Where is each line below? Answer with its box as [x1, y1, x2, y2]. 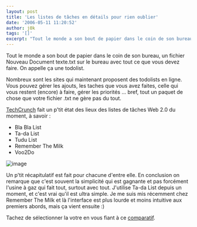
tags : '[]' [6, 31, 33, 36]
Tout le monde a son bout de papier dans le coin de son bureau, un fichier [6, 52, 185, 59]
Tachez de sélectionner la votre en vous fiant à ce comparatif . [6, 214, 155, 221]
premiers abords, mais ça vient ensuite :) [6, 203, 105, 209]
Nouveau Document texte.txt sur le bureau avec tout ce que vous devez [6, 58, 180, 65]
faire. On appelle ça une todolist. [6, 65, 85, 71]
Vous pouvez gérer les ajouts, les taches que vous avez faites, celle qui [6, 82, 179, 89]
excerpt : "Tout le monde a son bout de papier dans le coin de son [6, 36, 175, 42]
